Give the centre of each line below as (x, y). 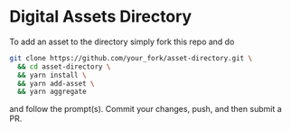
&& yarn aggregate (52, 92)
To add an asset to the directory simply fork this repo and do (122, 42)
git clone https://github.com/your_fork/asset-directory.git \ (131, 58)
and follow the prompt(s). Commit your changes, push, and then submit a (145, 109)
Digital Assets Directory (101, 17)
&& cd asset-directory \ (64, 66)
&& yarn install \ (52, 75)
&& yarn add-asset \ (56, 83)
